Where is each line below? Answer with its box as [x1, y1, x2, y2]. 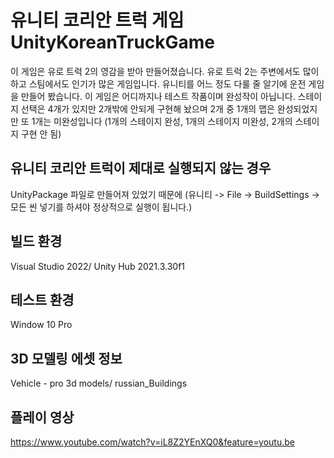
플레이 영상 [10, 409, 75, 426]
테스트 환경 [10, 291, 75, 308]
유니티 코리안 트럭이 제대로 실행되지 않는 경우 [10, 160, 272, 177]
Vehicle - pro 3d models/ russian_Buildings [10, 377, 188, 390]
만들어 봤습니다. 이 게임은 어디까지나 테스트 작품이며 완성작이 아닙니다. [20, 90, 296, 102]
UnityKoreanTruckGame [10, 31, 216, 54]
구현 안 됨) [20, 127, 62, 140]
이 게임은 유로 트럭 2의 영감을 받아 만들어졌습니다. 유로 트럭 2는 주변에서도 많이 [10, 65, 320, 77]
